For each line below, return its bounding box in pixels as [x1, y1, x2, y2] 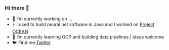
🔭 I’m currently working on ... [12, 16, 72, 22]
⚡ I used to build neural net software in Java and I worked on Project [12, 21, 155, 27]
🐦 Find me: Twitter [12, 39, 51, 45]
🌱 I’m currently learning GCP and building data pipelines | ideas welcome [12, 34, 164, 40]
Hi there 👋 [5, 4, 30, 11]
